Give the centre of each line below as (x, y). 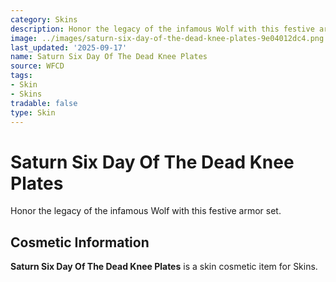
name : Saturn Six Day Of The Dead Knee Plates (109, 57)
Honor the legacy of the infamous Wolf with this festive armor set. (146, 211)
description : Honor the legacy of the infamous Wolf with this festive (162, 29)
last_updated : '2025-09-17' (69, 47)
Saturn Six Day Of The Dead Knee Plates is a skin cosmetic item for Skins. (164, 267)
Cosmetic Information (80, 242)
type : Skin (33, 112)
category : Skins (44, 19)
